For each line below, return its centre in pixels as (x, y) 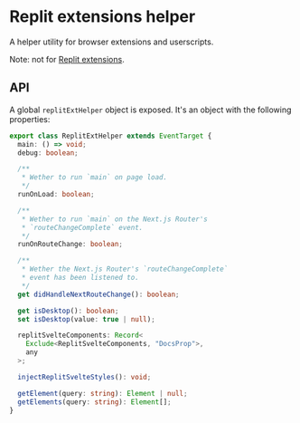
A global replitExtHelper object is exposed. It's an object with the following (150, 110)
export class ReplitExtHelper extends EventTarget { (111, 136)
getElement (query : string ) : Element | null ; (103, 393)
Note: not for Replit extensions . (67, 59)
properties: (30, 119)
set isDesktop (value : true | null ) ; (86, 319)
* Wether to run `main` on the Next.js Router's (114, 219)
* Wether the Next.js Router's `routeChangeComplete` (125, 269)
